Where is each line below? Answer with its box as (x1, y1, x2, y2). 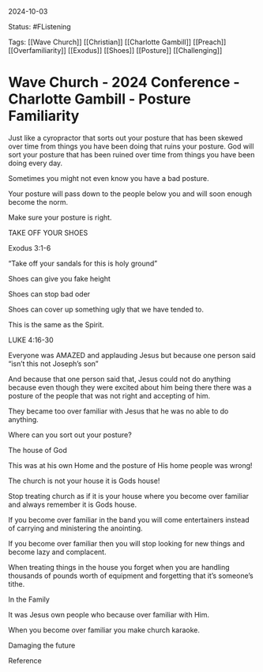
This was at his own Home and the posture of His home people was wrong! (8, 460, 253, 470)
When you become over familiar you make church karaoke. (8, 625, 200, 635)
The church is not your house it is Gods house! (8, 476, 160, 485)
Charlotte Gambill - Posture (8, 90, 191, 108)
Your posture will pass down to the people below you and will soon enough (8, 189, 253, 198)
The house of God (8, 445, 67, 455)
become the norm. (8, 197, 69, 206)
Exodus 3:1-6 (8, 243, 51, 252)
